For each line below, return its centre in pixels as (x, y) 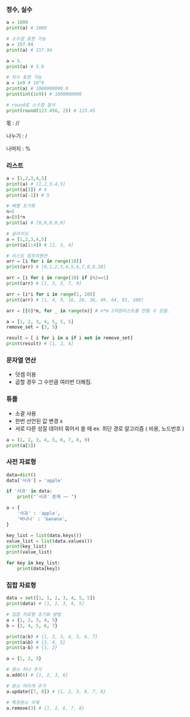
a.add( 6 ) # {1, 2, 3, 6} (37, 675)
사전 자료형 (21, 462)
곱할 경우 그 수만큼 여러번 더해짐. (53, 382)
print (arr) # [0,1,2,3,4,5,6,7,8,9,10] (56, 267)
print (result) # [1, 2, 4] (40, 344)
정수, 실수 (20, 9)
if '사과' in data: (29, 491)
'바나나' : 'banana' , (42, 519)
